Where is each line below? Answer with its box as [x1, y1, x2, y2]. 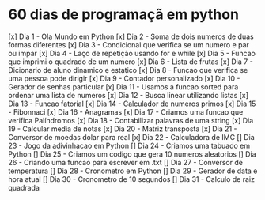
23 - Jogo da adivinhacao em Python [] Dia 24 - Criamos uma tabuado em [8, 141, 251, 150]
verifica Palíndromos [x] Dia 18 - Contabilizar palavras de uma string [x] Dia [8, 115, 254, 125]
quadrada [8, 183, 40, 192]
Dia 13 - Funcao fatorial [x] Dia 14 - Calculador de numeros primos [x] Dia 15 [8, 99, 256, 108]
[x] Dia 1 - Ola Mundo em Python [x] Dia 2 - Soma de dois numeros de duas [8, 32, 255, 41]
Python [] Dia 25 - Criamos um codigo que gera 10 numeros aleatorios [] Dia [8, 149, 256, 159]
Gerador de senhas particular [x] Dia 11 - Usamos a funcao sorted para [8, 81, 239, 92]
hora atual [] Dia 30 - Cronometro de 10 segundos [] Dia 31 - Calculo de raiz [8, 174, 256, 183]
